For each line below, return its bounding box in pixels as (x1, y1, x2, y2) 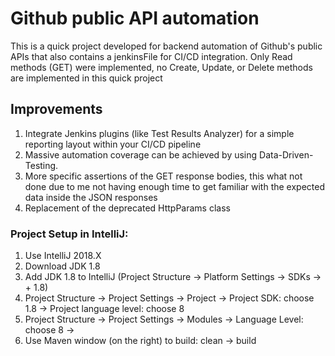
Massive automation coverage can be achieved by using (24, 148, 258, 161)
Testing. (24, 159, 59, 171)
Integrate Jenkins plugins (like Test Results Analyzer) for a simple (24, 127, 295, 139)
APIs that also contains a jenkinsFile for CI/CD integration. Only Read (10, 50, 293, 62)
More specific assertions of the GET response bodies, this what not (24, 170, 303, 182)
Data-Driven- (259, 148, 314, 161)
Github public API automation (10, 7, 260, 30)
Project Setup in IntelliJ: (10, 227, 129, 241)
